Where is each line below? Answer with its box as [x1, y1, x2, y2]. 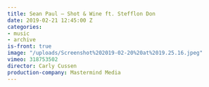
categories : [7, 23, 42, 30]
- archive [7, 36, 37, 43]
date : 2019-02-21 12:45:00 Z [7, 17, 93, 24]
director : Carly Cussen [7, 62, 77, 69]
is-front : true [7, 43, 52, 50]
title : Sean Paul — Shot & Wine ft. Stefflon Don [7, 10, 156, 18]
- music [7, 29, 30, 37]
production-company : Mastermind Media [7, 69, 121, 76]
